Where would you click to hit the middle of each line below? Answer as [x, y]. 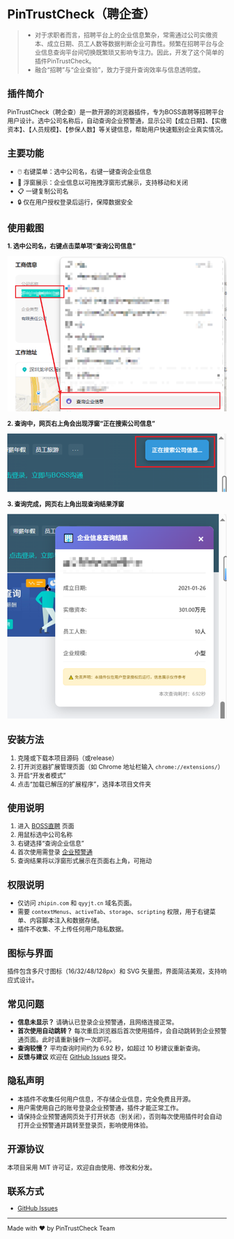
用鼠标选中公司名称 [45, 835]
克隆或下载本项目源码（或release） [68, 758]
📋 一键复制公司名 [43, 191]
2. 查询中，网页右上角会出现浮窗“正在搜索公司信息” [81, 423]
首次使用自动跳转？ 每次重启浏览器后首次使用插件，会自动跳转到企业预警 [122, 1030]
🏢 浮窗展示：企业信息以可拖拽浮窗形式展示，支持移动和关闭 [102, 182]
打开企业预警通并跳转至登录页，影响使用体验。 [84, 1125]
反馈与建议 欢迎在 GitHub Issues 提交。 [73, 1057]
